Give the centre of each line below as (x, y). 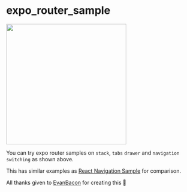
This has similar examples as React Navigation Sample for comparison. (94, 171)
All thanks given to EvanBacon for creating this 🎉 (67, 182)
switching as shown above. (40, 159)
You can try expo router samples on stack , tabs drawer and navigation (93, 153)
